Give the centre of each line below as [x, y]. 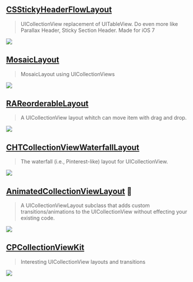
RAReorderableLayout [47, 104]
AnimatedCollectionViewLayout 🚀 [69, 191]
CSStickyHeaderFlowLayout [59, 10]
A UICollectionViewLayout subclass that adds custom [85, 205]
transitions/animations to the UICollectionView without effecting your [104, 212]
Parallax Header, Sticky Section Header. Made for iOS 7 [87, 30]
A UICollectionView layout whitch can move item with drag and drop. [104, 118]
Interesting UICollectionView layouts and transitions [83, 261]
